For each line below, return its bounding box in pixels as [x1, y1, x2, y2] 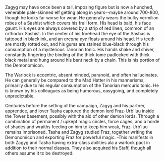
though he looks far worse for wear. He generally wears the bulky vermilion [5, 15, 159, 20]
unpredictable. [5, 93, 35, 99]
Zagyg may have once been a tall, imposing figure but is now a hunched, [5, 4, 154, 10]
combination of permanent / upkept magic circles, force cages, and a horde [5, 119, 160, 124]
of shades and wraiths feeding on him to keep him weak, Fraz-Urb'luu [5, 124, 148, 130]
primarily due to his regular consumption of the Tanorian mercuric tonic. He [5, 82, 159, 88]
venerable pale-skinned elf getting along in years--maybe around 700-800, [5, 9, 160, 15]
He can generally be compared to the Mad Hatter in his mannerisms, [5, 77, 145, 83]
